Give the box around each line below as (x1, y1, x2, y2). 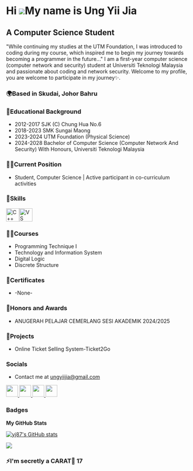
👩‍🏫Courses (6, 229, 39, 238)
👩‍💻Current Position (6, 160, 62, 168)
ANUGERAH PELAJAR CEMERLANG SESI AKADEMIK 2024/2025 (14, 317, 170, 324)
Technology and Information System (14, 249, 102, 256)
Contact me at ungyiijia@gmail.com (14, 374, 101, 381)
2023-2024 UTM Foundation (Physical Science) (14, 133, 130, 140)
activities (14, 180, 37, 187)
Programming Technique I (14, 243, 77, 250)
